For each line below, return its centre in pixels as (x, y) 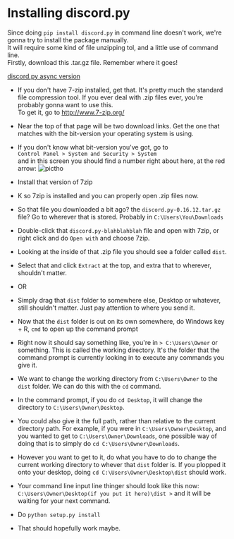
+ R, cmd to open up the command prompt (78, 329)
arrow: (27, 168)
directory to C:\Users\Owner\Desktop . (71, 407)
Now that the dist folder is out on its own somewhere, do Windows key (121, 321)
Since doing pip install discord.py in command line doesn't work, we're (115, 32)
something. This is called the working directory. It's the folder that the (118, 350)
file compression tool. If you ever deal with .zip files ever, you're (110, 97)
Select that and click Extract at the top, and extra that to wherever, (115, 265)
